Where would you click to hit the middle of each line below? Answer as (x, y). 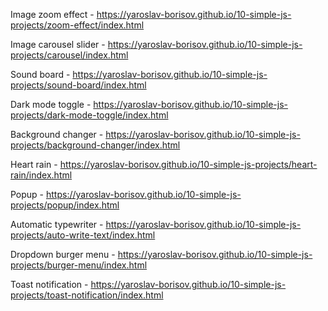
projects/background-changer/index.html (95, 145)
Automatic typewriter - (57, 224)
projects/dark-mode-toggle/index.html (89, 115)
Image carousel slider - (58, 44)
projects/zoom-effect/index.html (77, 25)
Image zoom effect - (52, 14)
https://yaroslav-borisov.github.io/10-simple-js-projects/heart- (188, 164)
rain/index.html (41, 175)
